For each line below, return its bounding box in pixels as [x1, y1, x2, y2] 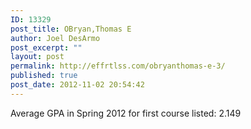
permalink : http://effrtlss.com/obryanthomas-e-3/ [10, 61, 226, 71]
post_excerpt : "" [10, 42, 83, 53]
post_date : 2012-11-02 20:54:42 [10, 80, 145, 90]
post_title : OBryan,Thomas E [10, 24, 132, 34]
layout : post [10, 52, 65, 62]
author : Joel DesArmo [10, 33, 101, 43]
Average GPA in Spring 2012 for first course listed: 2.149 [10, 107, 242, 119]
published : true [10, 71, 78, 81]
